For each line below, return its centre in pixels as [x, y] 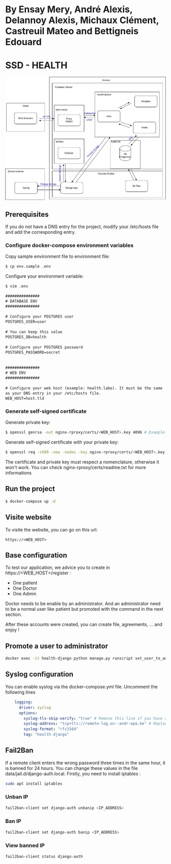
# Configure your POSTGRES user [39, 317]
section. [14, 614]
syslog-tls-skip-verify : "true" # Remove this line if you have [93, 718]
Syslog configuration [39, 674]
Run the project [30, 489]
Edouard [23, 42]
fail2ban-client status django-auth [44, 857]
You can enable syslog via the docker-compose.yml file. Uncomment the [81, 686]
